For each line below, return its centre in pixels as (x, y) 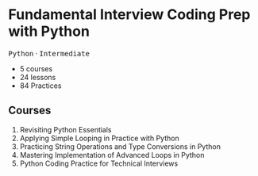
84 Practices (40, 86)
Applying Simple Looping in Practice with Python (100, 138)
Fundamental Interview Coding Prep (129, 15)
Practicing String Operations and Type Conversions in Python (120, 146)
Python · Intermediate (49, 53)
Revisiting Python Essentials (66, 129)
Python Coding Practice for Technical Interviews (99, 163)
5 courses (36, 68)
